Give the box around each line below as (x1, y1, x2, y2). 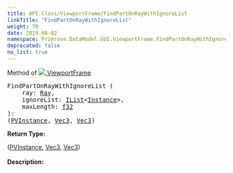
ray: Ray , (21, 89, 55, 97)
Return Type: (7, 129, 46, 138)
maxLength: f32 (21, 102, 74, 111)
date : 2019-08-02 (7, 29, 58, 37)
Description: (7, 157, 44, 166)
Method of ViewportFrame (7, 69, 92, 77)
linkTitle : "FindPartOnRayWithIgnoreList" (7, 17, 132, 24)
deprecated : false (7, 42, 60, 49)
